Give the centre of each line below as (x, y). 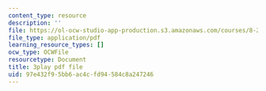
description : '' (35, 23)
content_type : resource (47, 15)
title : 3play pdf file (46, 67)
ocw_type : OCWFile (38, 52)
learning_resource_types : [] (56, 45)
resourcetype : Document (47, 60)
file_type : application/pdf (55, 38)
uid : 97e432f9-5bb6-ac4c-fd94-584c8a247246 (81, 74)
